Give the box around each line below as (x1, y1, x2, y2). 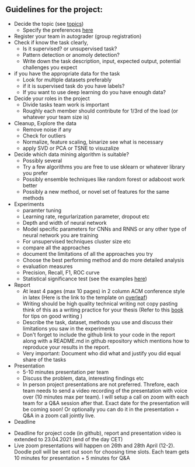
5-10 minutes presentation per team (22, 368, 109, 375)
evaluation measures (22, 263, 73, 270)
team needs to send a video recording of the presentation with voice (22, 387, 187, 394)
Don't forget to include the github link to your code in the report (22, 331, 176, 338)
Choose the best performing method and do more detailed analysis (22, 256, 184, 263)
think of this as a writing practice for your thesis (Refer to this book (22, 306, 184, 313)
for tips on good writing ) (22, 313, 83, 320)
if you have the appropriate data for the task (13, 70, 120, 77)
